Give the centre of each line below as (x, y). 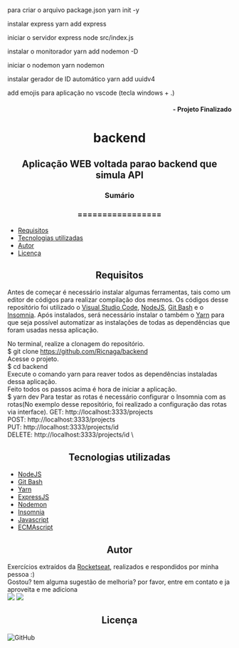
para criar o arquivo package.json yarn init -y (74, 10)
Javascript (33, 520)
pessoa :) (21, 575)
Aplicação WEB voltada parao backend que (119, 164)
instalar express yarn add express (57, 24)
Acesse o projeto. (33, 359)
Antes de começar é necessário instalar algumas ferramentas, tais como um (119, 292)
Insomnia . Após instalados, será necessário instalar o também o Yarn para (116, 315)
